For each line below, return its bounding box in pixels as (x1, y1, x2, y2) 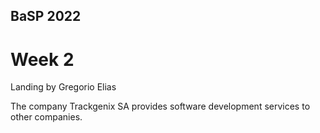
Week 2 (10, 48, 75, 71)
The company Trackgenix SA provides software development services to (10, 100, 311, 113)
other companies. (10, 111, 83, 123)
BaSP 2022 (10, 8, 82, 25)
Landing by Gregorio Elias (10, 81, 117, 93)
